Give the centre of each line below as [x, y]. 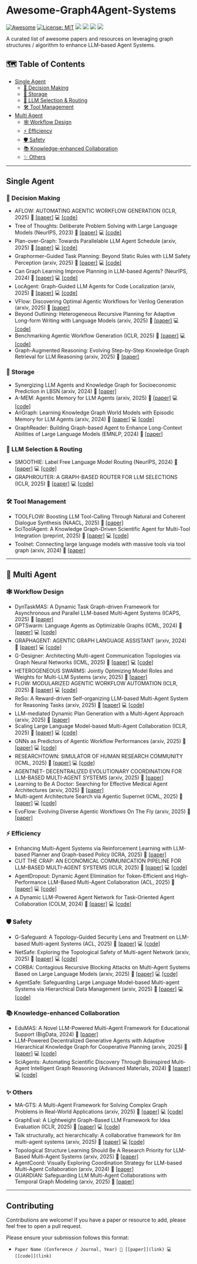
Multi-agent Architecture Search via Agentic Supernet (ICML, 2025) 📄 [98, 797]
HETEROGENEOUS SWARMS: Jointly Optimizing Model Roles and [94, 671]
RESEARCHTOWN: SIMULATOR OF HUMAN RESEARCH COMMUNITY [99, 756]
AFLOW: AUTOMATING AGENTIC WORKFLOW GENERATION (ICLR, [96, 211]
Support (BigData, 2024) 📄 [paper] [56, 1034]
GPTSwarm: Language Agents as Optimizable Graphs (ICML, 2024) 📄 [98, 626]
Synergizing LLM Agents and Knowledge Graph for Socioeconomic [96, 385]
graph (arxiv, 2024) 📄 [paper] [50, 550]
